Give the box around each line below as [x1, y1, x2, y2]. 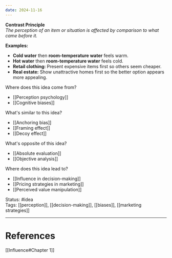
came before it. [5, 32, 37, 38]
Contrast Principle [5, 22, 45, 28]
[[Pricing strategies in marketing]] [12, 181, 84, 187]
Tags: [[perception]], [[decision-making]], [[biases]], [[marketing [5, 202, 142, 208]
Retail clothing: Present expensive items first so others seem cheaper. [12, 63, 162, 69]
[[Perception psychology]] [12, 94, 69, 100]
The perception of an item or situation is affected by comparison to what [5, 27, 159, 33]
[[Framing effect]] [12, 125, 50, 131]
